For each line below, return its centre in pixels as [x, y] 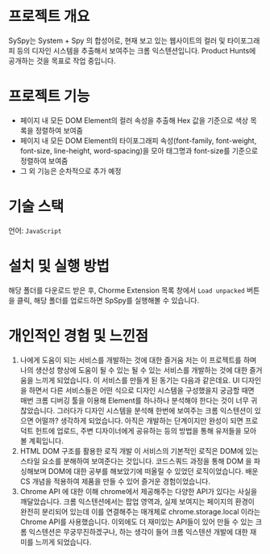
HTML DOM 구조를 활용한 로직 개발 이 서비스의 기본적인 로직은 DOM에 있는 [139, 450]
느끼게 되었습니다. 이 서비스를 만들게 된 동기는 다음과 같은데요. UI [137, 380]
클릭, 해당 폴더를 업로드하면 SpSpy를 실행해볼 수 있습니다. [108, 300]
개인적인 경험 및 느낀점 [79, 336]
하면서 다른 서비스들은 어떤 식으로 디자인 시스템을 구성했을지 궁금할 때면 [142, 390]
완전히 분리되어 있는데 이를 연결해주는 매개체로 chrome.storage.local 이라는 [140, 511]
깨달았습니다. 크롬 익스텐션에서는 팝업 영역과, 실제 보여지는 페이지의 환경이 [137, 501]
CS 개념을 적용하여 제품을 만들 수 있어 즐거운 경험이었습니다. [115, 481]
